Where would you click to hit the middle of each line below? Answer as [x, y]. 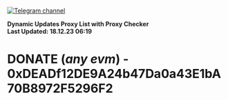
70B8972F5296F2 [60, 89]
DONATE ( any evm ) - [68, 59]
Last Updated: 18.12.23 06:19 [49, 31]
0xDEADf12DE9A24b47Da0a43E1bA [114, 74]
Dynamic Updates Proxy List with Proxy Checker [78, 24]
